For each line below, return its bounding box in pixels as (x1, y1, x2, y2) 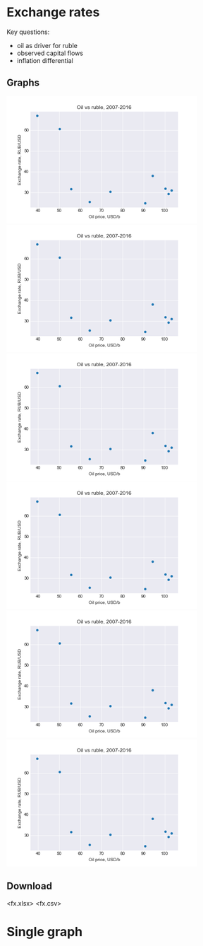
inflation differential (16, 56, 73, 64)
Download (6, 880, 52, 892)
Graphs (6, 77, 40, 89)
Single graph (6, 923, 82, 940)
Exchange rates (6, 4, 100, 21)
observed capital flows (16, 49, 84, 57)
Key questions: (6, 28, 50, 36)
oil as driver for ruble (16, 41, 78, 49)
